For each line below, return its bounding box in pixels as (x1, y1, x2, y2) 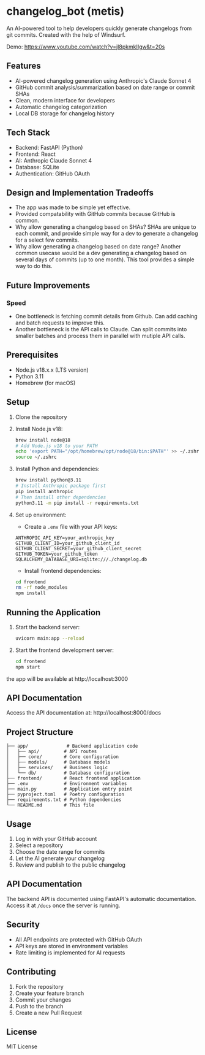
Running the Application (6, 607, 101, 618)
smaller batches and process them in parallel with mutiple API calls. (15, 332, 185, 340)
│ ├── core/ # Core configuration (6, 754, 119, 760)
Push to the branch (15, 1002, 64, 1010)
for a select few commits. (15, 236, 80, 244)
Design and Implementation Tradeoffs (6, 187, 154, 198)
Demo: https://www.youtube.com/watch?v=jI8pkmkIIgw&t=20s (6, 43, 165, 50)
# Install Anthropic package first (15, 483, 106, 489)
